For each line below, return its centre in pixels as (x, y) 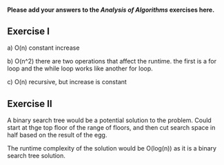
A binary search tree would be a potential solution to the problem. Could (109, 120)
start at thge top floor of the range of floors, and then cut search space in (111, 128)
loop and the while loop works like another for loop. (80, 68)
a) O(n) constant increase (43, 48)
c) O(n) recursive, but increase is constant (67, 82)
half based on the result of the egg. (57, 135)
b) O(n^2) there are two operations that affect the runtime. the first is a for (112, 61)
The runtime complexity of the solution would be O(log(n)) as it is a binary (112, 148)
